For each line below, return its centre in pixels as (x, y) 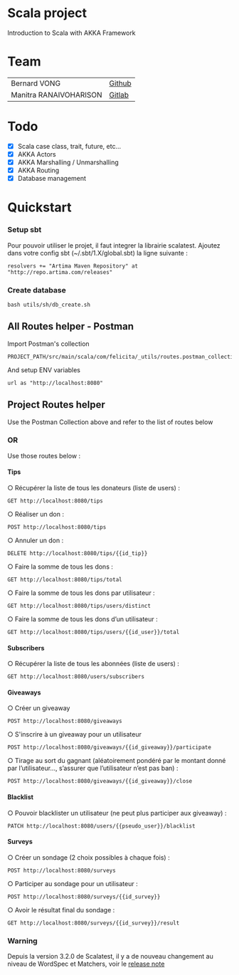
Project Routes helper (56, 405)
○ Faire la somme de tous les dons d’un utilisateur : (83, 619)
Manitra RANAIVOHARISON (57, 95)
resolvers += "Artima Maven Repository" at (73, 266)
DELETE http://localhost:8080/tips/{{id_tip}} (78, 554)
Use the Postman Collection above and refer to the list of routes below (110, 422)
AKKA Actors (37, 154)
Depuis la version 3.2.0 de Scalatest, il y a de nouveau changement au (110, 956)
